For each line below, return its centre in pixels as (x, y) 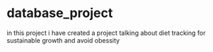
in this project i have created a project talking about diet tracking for (106, 33)
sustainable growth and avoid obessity (63, 40)
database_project (60, 13)
